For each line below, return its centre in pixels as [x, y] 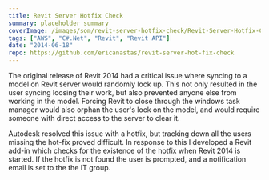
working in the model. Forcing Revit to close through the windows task [124, 101]
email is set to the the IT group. [60, 168]
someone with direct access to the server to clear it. [94, 118]
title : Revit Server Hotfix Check [66, 16]
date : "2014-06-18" [41, 46]
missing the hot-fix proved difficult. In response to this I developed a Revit [130, 142]
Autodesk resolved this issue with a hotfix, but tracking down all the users [130, 134]
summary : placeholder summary [59, 23]
